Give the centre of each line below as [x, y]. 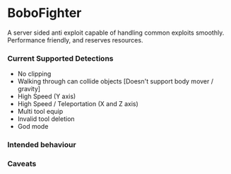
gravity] [29, 89]
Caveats [22, 164]
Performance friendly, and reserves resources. [75, 40]
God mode [33, 127]
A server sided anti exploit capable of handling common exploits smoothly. [116, 33]
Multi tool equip [40, 112]
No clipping [34, 74]
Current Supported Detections [60, 58]
